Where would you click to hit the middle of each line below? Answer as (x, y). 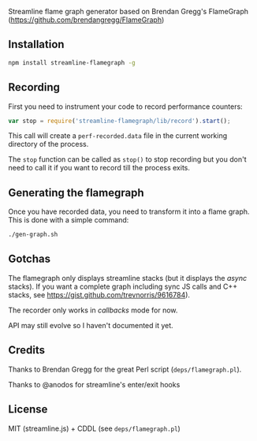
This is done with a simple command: (69, 220)
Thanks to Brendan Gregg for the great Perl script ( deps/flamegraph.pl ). (125, 369)
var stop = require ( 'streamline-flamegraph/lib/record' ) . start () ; (119, 121)
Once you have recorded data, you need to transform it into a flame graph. (129, 211)
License (28, 409)
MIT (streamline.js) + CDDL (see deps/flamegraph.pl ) (95, 428)
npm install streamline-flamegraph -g (72, 62)
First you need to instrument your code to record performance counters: (125, 107)
